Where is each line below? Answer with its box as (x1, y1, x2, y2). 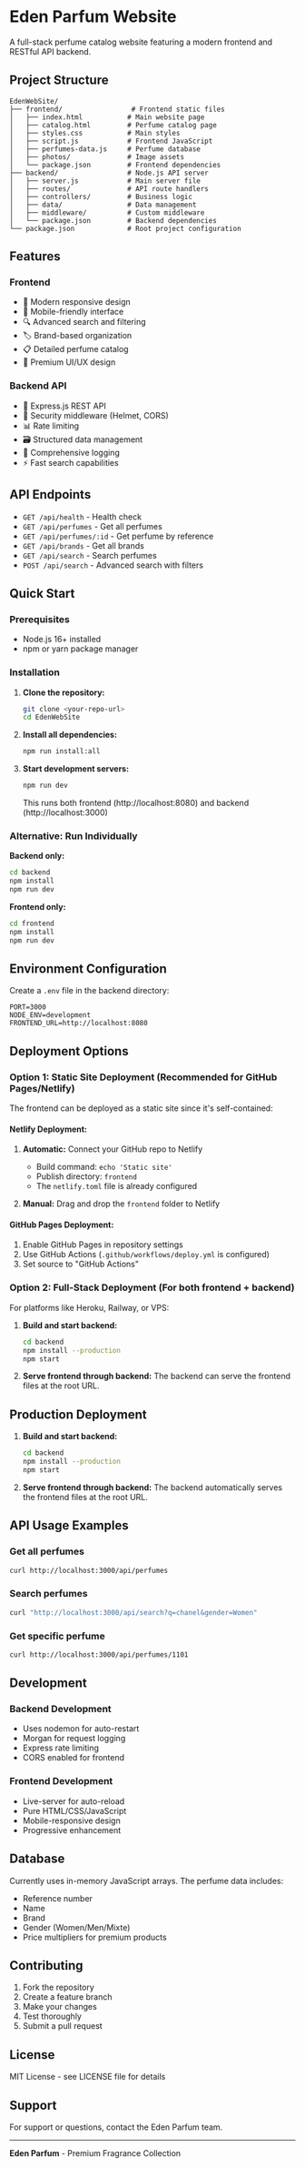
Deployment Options (9, 1044, 129, 1059)
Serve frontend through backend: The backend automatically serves (22, 1481, 283, 1493)
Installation (9, 666, 61, 679)
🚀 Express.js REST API (22, 400, 106, 411)
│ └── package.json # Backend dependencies (9, 216, 218, 225)
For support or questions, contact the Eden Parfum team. (9, 2122, 223, 2133)
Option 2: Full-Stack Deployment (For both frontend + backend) (9, 1281, 295, 1294)
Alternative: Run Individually (9, 830, 138, 842)
